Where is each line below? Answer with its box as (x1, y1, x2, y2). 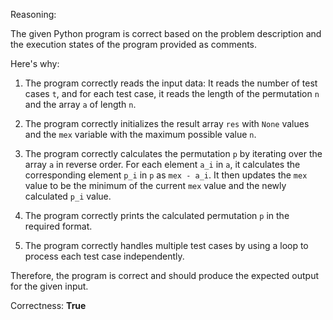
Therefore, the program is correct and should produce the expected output (10, 270, 320, 281)
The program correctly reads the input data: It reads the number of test (24, 77, 318, 89)
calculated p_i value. (24, 190, 112, 202)
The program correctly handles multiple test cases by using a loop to (24, 240, 309, 251)
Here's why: (10, 58, 60, 69)
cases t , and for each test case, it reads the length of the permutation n (24, 88, 320, 99)
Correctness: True (10, 300, 87, 311)
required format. (24, 220, 93, 232)
